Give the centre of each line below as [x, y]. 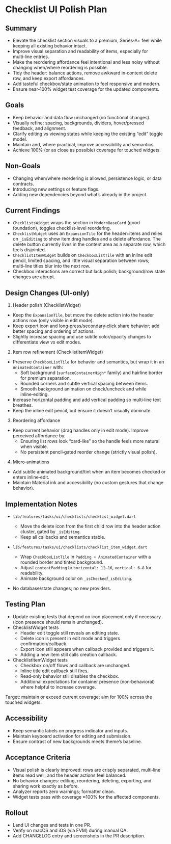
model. [20, 139]
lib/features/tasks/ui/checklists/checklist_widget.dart [74, 517]
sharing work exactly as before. [46, 786]
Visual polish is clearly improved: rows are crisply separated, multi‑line [87, 770]
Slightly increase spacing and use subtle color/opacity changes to [82, 337]
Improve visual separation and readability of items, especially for [80, 51]
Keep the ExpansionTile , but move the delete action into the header [83, 315]
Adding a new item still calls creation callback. [69, 654]
